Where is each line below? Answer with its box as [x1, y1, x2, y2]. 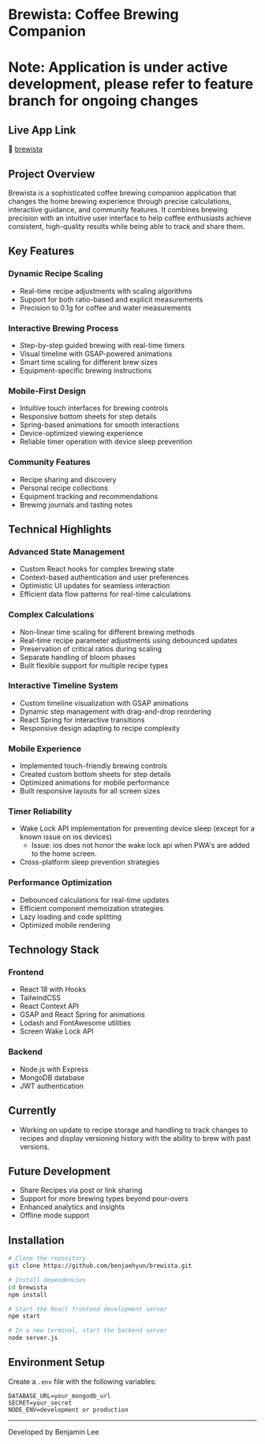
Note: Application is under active [8, 58, 229, 77]
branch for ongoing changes [8, 92, 199, 110]
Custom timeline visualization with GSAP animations [19, 698, 189, 707]
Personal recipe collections [19, 483, 108, 493]
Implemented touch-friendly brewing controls [19, 761, 168, 771]
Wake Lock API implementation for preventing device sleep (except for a [19, 823, 255, 834]
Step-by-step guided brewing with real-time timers [19, 340, 185, 350]
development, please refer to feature [8, 75, 254, 93]
